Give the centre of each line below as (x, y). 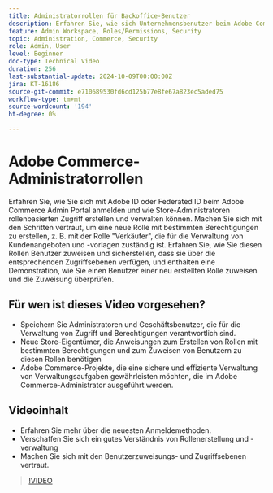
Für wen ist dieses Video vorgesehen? (107, 305)
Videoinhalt (39, 410)
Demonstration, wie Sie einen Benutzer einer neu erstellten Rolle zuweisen (133, 270)
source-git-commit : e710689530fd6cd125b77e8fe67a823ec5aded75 (116, 92)
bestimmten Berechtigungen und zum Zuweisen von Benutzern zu (131, 350)
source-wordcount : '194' (50, 107)
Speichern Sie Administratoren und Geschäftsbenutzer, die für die (130, 324)
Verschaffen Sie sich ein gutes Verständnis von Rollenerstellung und (134, 438)
